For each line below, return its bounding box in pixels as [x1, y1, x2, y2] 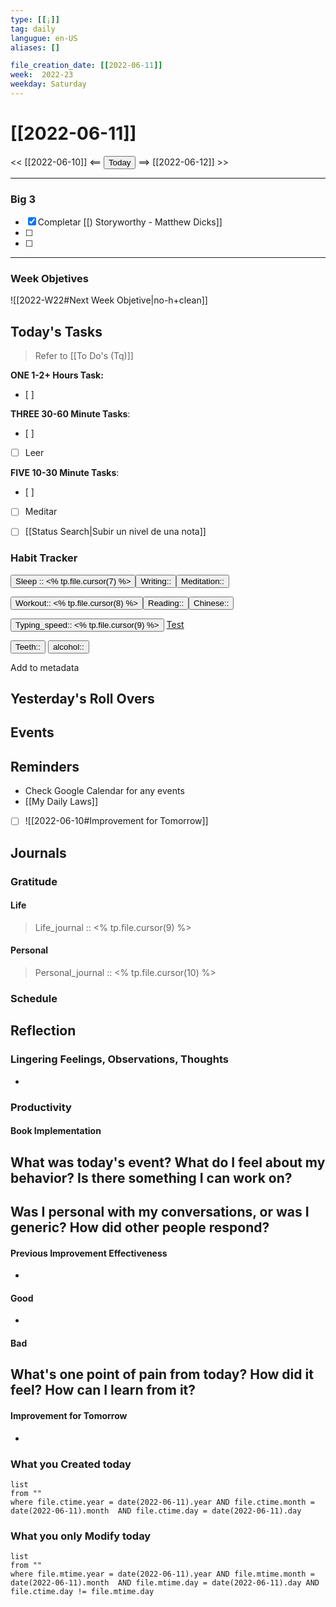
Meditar [24, 506, 58, 518]
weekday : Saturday [10, 79, 87, 90]
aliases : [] [10, 42, 60, 53]
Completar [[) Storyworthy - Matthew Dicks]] [37, 216, 223, 228]
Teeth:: [15, 641, 42, 652]
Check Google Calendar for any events [24, 785, 185, 797]
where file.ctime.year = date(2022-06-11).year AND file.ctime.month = [10, 1497, 315, 1507]
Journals [10, 844, 67, 861]
